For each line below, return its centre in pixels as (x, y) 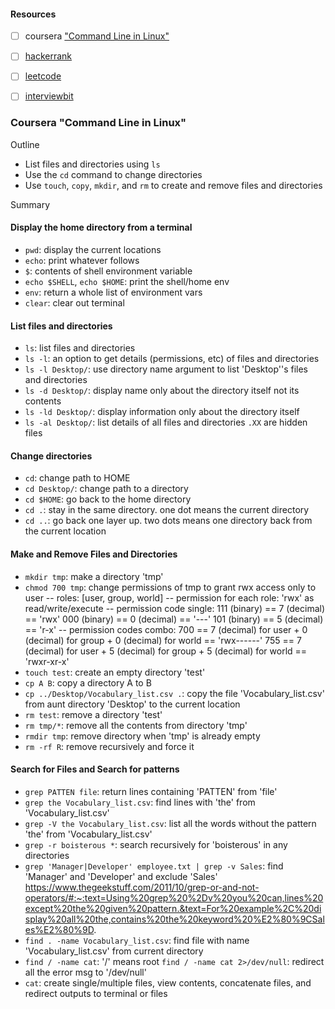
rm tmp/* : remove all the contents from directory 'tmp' (136, 725)
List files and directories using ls (92, 164)
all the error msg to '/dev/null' (85, 972)
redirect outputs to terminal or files (96, 993)
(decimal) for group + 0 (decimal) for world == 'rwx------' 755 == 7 (163, 640)
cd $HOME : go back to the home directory (108, 499)
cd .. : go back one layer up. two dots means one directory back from (168, 521)
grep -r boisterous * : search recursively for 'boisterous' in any (156, 844)
